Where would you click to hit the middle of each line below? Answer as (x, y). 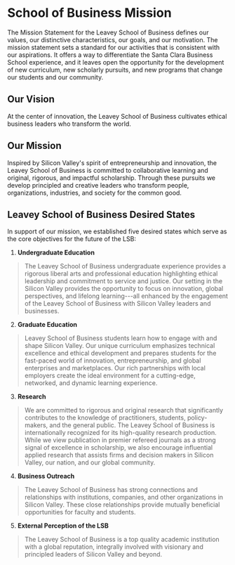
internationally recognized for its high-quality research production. (121, 433)
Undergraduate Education (56, 253)
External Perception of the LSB (63, 526)
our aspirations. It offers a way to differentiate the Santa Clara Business (110, 55)
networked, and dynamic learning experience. (91, 383)
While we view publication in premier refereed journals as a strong (120, 440)
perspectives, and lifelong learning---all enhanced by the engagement (126, 296)
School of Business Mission (89, 13)
